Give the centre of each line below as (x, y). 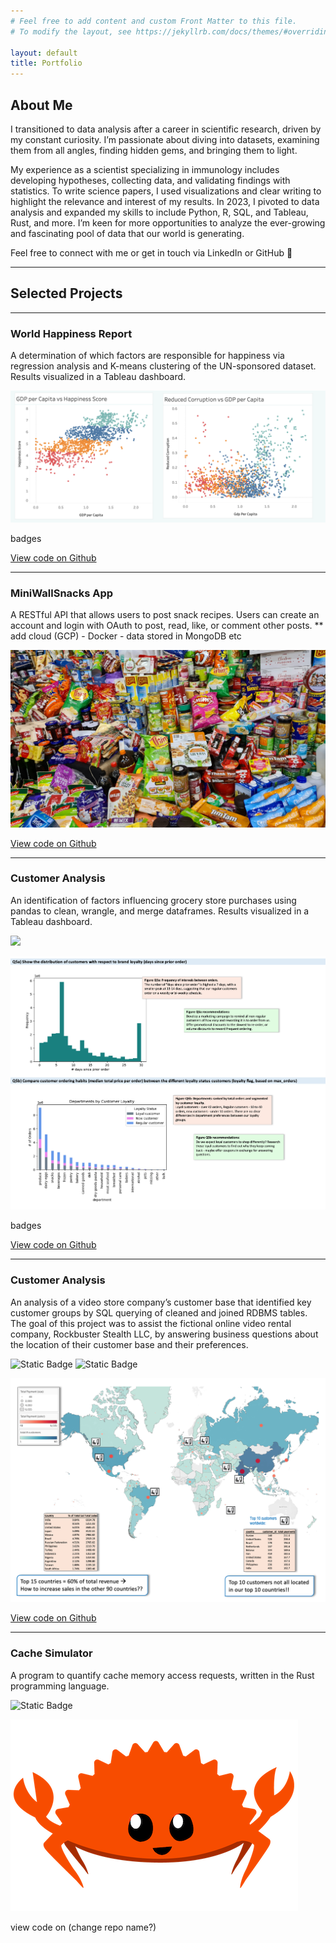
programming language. (60, 1686)
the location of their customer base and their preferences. (129, 1344)
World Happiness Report (71, 333)
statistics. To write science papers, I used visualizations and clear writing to (166, 191)
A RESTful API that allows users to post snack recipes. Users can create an (165, 614)
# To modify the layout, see (71, 31)
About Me (41, 105)
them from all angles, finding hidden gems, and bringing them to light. (154, 150)
